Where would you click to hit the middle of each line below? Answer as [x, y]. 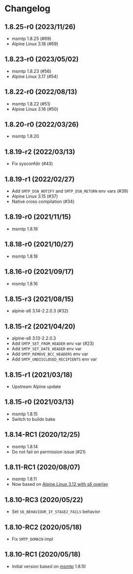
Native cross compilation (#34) [43, 202]
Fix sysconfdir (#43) [32, 164]
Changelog [27, 9]
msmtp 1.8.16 [25, 283]
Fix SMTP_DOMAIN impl [32, 539]
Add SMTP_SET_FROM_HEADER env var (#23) [53, 343]
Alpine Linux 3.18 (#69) [35, 44]
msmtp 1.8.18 [25, 256]
